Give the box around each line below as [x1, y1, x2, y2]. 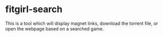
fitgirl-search [5, 4, 63, 15]
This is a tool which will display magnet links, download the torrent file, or [5, 20, 158, 26]
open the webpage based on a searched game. [5, 25, 104, 31]
